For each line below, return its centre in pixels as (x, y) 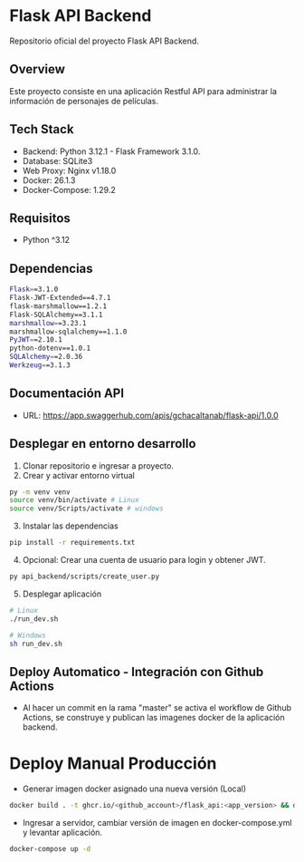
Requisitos (40, 218)
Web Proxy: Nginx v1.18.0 (69, 170)
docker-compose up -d (50, 849)
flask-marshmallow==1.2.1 (58, 306)
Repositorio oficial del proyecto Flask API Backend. (104, 41)
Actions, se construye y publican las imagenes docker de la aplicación (153, 718)
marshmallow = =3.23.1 (48, 323)
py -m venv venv (40, 492)
